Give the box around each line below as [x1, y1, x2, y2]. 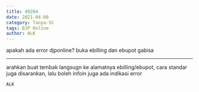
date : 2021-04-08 [6, 14, 49, 20]
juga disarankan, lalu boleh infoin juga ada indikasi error [6, 70, 143, 77]
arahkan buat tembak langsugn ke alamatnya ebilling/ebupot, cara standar [6, 64, 188, 71]
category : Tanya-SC [6, 19, 54, 25]
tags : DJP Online [6, 25, 49, 31]
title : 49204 [6, 8, 38, 15]
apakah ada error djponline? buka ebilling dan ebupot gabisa [6, 47, 154, 54]
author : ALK [6, 31, 36, 37]
